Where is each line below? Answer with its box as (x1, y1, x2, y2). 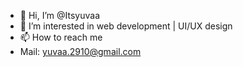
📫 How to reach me (19, 31, 103, 43)
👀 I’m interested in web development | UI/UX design (19, 20, 233, 32)
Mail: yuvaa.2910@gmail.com (19, 46, 142, 57)
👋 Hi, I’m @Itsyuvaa (19, 10, 100, 21)
